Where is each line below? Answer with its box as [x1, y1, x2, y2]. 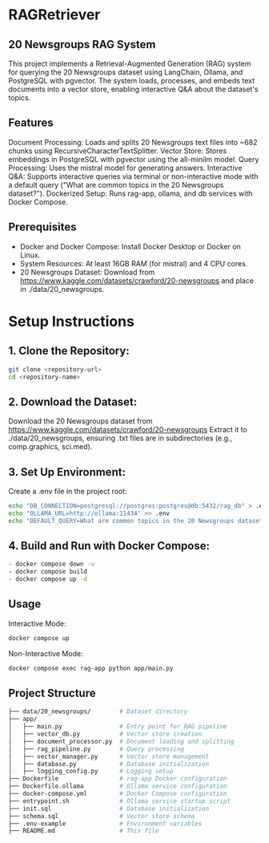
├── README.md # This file [8, 827, 159, 835]
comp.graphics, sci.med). [8, 442, 93, 452]
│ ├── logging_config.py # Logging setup [8, 768, 174, 776]
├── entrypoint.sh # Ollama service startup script [8, 796, 231, 805]
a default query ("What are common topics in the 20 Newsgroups [8, 180, 224, 189]
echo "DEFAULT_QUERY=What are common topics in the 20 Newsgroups [8, 517, 235, 525]
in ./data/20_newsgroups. [19, 284, 105, 294]
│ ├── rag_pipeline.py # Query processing [8, 744, 184, 753]
